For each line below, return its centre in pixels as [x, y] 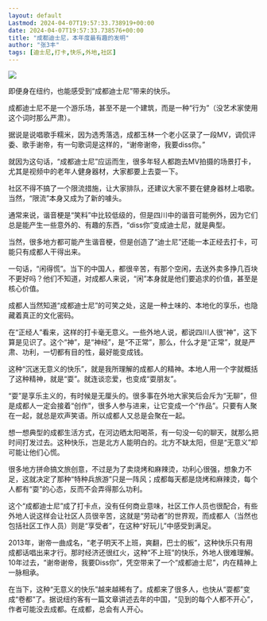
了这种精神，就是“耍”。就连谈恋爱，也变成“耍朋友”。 [95, 379]
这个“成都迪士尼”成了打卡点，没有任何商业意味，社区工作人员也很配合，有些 [133, 506]
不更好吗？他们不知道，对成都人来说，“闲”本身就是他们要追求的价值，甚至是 [133, 278]
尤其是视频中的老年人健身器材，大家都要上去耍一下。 [95, 171]
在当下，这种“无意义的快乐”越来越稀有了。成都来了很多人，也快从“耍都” [126, 589]
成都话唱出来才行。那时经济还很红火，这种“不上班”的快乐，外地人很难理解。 [133, 552]
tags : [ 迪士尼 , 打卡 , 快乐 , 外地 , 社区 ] [62, 52]
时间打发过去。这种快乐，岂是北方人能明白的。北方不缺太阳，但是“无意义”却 [133, 442]
